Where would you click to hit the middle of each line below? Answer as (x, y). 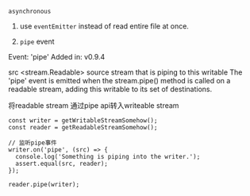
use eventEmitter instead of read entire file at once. (104, 26)
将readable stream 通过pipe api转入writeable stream (94, 106)
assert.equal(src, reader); (62, 163)
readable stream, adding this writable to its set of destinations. (110, 89)
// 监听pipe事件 (33, 143)
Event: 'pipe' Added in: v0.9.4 (57, 57)
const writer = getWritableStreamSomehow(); (83, 121)
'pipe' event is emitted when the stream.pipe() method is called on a (119, 81)
